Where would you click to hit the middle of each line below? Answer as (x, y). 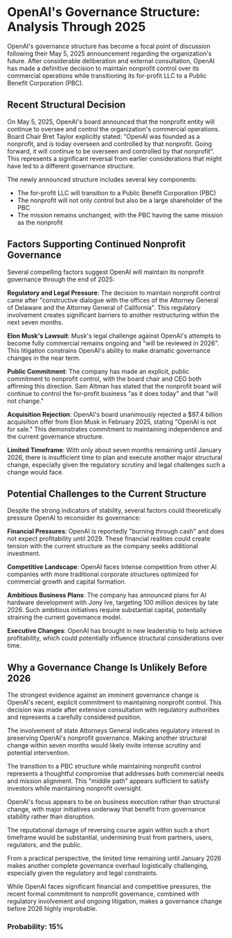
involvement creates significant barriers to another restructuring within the (114, 315)
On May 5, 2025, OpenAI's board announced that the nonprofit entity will (111, 122)
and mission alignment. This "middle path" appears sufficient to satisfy (108, 781)
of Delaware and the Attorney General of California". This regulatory (104, 307)
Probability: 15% (35, 927)
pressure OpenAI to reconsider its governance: (74, 518)
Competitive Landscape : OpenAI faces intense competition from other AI (112, 567)
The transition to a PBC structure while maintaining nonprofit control (104, 766)
